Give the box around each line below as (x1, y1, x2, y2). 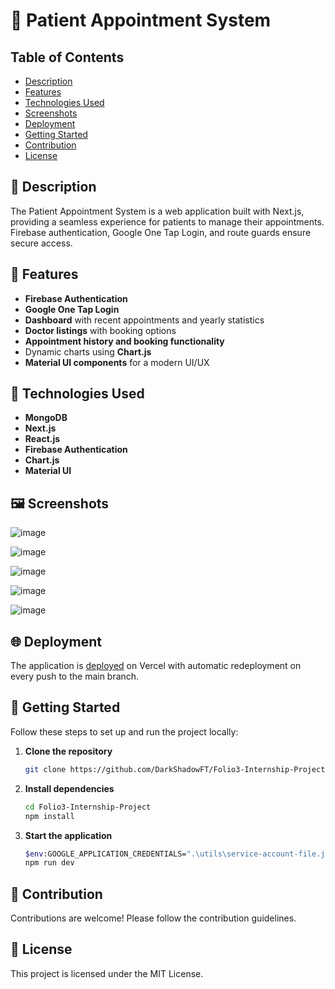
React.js (24, 433, 61, 445)
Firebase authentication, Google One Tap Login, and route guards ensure (10, 226, 312, 238)
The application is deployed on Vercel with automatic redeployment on (10, 660, 302, 672)
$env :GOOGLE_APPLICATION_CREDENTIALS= (24, 849, 187, 859)
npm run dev (24, 858, 75, 868)
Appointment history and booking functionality (24, 335, 225, 347)
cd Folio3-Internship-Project (24, 802, 152, 812)
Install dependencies (24, 782, 115, 794)
